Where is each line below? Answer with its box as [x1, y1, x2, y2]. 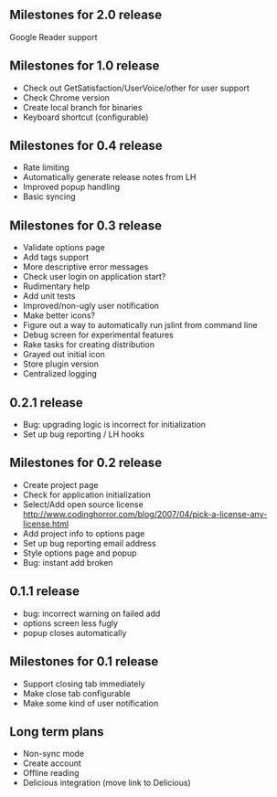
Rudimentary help [22, 281, 90, 292]
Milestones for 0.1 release [9, 654, 159, 670]
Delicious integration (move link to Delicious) [22, 777, 192, 789]
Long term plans [9, 724, 104, 739]
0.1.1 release [9, 584, 80, 600]
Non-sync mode [22, 749, 85, 760]
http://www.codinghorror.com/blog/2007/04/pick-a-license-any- [22, 508, 268, 519]
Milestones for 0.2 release [9, 455, 163, 471]
